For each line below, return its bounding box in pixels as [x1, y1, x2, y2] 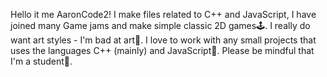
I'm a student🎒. [10, 55, 73, 67]
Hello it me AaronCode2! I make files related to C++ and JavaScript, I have [10, 9, 317, 20]
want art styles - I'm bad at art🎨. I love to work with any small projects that [10, 34, 317, 46]
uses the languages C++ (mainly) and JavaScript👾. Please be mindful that [10, 45, 315, 56]
